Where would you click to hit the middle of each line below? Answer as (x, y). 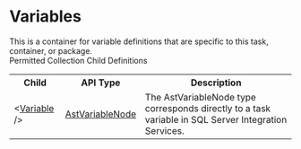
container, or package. (51, 50)
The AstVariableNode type (201, 97)
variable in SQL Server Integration (216, 119)
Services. (165, 130)
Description (216, 83)
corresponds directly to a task (208, 108)
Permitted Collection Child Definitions (78, 60)
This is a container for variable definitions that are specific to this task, (139, 41)
